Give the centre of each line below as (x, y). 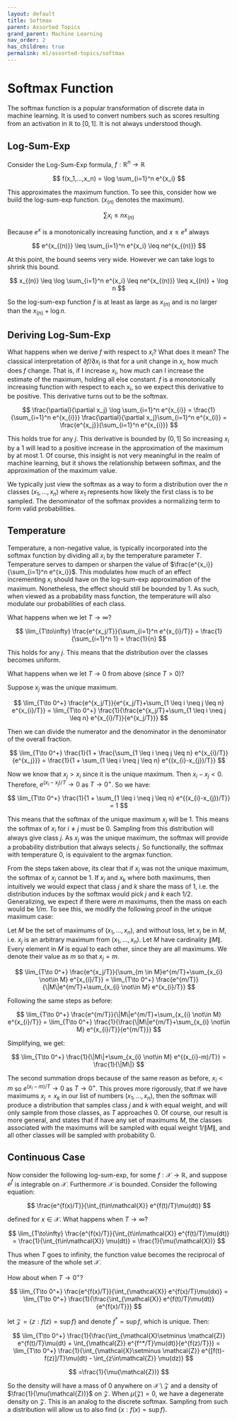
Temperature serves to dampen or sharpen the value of (88, 564)
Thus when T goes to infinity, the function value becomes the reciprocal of (116, 1255)
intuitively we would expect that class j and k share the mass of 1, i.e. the (113, 886)
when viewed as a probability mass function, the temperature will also (109, 596)
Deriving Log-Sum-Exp (59, 335)
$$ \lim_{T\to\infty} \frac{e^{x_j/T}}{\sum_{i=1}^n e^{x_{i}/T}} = (107, 632)
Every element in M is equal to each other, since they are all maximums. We (117, 949)
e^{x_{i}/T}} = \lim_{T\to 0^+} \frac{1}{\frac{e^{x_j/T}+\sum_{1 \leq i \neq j (119, 710)
